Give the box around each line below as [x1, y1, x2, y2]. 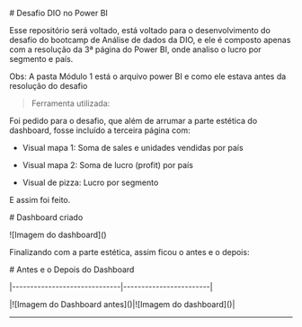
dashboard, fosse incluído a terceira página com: [9, 125, 191, 136]
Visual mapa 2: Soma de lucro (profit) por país [22, 160, 193, 170]
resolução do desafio [9, 81, 88, 91]
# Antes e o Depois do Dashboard [9, 264, 135, 275]
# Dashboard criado [9, 212, 84, 223]
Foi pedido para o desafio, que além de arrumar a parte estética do [9, 116, 258, 126]
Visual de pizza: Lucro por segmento [22, 177, 159, 188]
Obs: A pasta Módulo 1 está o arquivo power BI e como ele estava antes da [9, 71, 287, 82]
